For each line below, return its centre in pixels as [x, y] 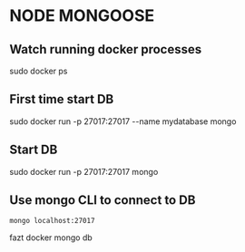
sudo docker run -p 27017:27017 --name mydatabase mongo [123, 121]
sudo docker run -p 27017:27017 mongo [84, 171]
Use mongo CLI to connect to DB [103, 200]
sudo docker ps [39, 71]
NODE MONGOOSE [82, 16]
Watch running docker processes [106, 49]
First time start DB [62, 99]
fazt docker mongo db [51, 237]
